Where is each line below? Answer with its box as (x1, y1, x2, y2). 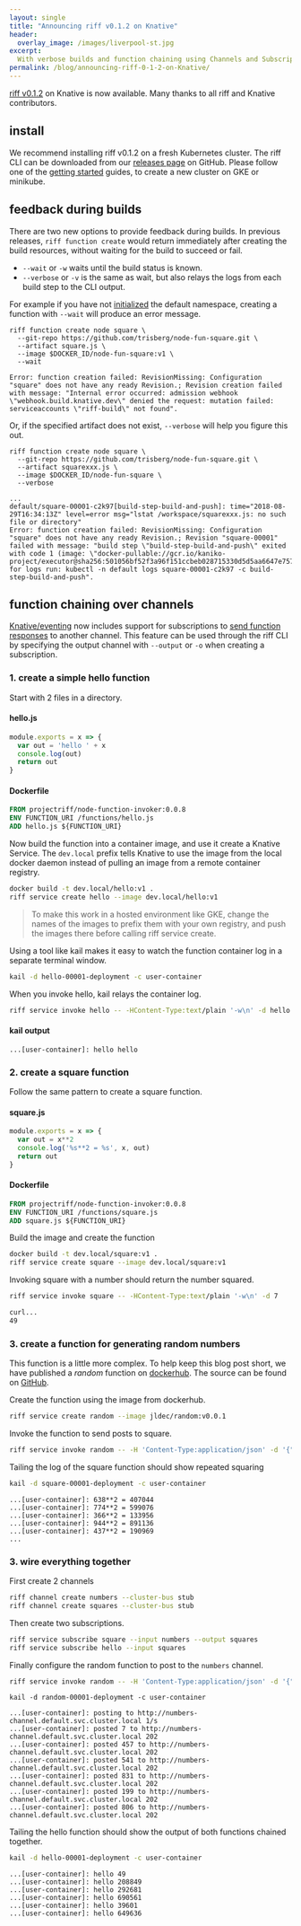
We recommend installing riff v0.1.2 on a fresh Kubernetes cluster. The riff (9, 147, 281, 158)
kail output (9, 1025, 51, 1036)
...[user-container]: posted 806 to (9, 1803, 146, 1812)
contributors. (9, 97, 57, 108)
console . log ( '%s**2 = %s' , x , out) (17, 1143, 150, 1152)
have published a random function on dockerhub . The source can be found (9, 1368, 287, 1378)
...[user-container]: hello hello (9, 1045, 139, 1054)
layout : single (9, 13, 66, 22)
